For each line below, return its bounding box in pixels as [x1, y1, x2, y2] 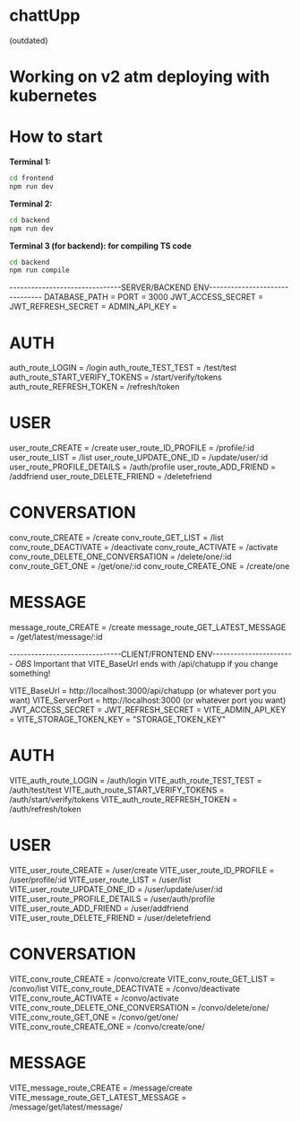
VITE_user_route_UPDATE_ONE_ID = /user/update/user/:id [9, 883, 223, 894]
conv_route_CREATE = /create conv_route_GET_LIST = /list [9, 532, 224, 543]
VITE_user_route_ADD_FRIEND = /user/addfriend [9, 903, 190, 914]
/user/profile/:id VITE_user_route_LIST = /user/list [9, 874, 192, 885]
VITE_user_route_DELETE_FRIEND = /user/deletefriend [9, 912, 211, 923]
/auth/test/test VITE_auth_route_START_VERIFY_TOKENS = [9, 784, 226, 795]
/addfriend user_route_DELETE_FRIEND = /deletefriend [9, 471, 212, 482]
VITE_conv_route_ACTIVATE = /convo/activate [9, 993, 179, 1003]
